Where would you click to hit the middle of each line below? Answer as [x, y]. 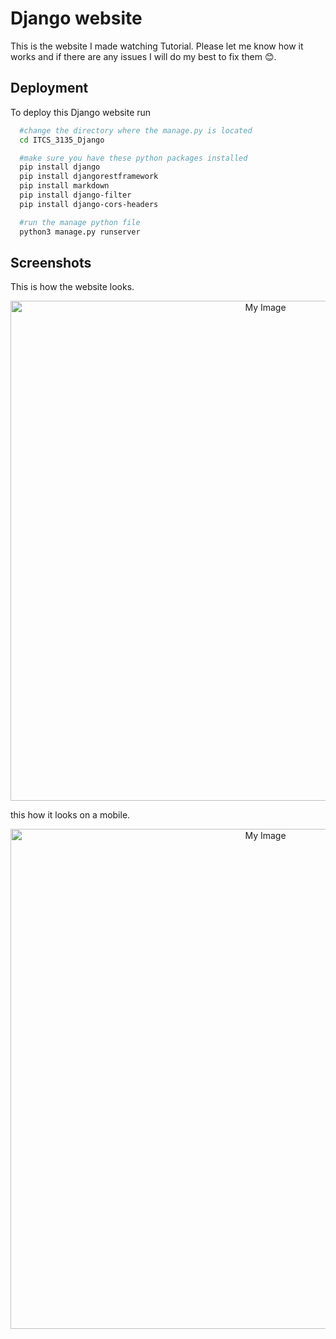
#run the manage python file [80, 222]
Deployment [49, 88]
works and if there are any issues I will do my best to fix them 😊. [143, 56]
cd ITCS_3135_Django [62, 140]
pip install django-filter [75, 195]
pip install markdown [64, 186]
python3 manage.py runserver [80, 232]
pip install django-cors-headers [89, 204]
